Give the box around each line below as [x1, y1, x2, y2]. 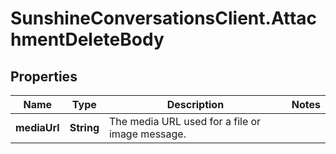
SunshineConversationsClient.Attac [10, 7, 318, 30]
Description [166, 98, 225, 111]
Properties [10, 68, 78, 85]
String [69, 121, 100, 134]
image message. [108, 127, 187, 141]
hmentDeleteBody [10, 28, 165, 51]
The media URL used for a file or [108, 115, 262, 128]
